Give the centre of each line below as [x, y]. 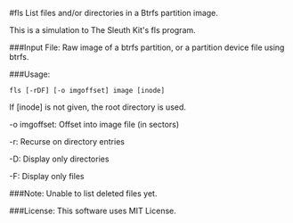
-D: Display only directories [59, 159]
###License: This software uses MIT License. [93, 211]
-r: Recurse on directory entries [67, 141]
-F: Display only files [47, 176]
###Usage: [30, 74]
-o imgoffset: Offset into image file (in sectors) [94, 124]
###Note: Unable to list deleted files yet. [83, 194]
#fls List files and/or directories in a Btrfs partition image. [114, 13]
